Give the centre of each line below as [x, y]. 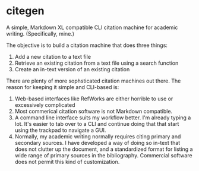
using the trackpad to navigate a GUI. [60, 130]
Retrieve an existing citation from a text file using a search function [97, 63]
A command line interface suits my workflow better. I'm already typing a [103, 118]
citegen [25, 11]
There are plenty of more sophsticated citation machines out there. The [94, 81]
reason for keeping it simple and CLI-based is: [63, 87]
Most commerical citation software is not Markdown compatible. [94, 111]
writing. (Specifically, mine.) [40, 33]
